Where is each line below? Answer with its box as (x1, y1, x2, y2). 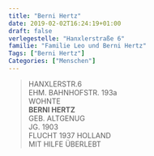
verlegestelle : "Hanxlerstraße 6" (8, 34, 126, 43)
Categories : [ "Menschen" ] (8, 57, 96, 65)
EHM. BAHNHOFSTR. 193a (28, 87, 118, 97)
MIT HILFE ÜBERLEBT (28, 139, 101, 149)
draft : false (8, 27, 53, 35)
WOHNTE (28, 96, 61, 106)
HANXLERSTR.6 (28, 78, 83, 89)
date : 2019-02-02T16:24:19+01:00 (8, 19, 122, 27)
